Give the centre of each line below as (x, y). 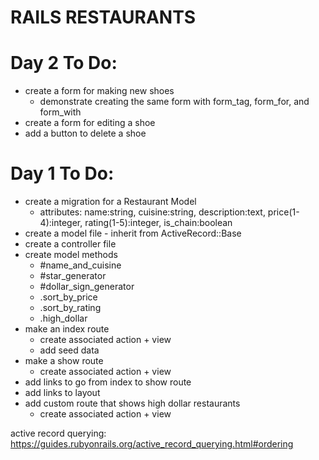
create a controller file (70, 244)
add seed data (69, 350)
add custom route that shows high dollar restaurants (132, 403)
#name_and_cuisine (80, 265)
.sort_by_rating (70, 308)
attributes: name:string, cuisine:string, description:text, (152, 212)
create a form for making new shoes (99, 91)
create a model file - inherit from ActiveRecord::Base (133, 233)
